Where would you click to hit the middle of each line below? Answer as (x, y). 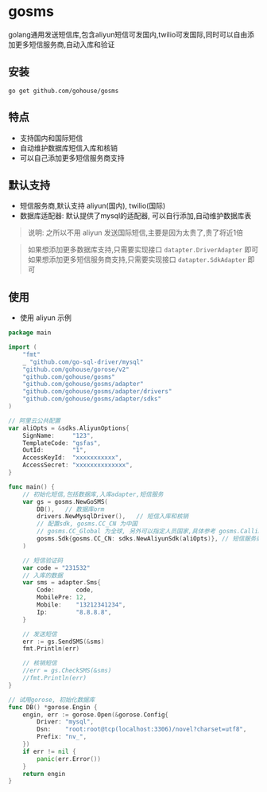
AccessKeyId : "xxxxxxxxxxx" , (73, 458)
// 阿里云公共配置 (35, 420)
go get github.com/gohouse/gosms (64, 91)
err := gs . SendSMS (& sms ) (64, 642)
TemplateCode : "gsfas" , (62, 443)
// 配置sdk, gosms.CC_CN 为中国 (87, 524)
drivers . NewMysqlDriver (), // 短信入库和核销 (113, 517)
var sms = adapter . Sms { (62, 583)
